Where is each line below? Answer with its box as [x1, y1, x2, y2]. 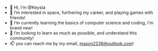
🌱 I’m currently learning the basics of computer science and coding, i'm [9, 20, 154, 25]
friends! [9, 15, 26, 20]
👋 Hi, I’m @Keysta [9, 5, 46, 10]
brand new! [9, 25, 33, 31]
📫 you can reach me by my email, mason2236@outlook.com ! [9, 41, 134, 46]
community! [9, 35, 34, 41]
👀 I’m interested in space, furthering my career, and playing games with [9, 10, 154, 15]
